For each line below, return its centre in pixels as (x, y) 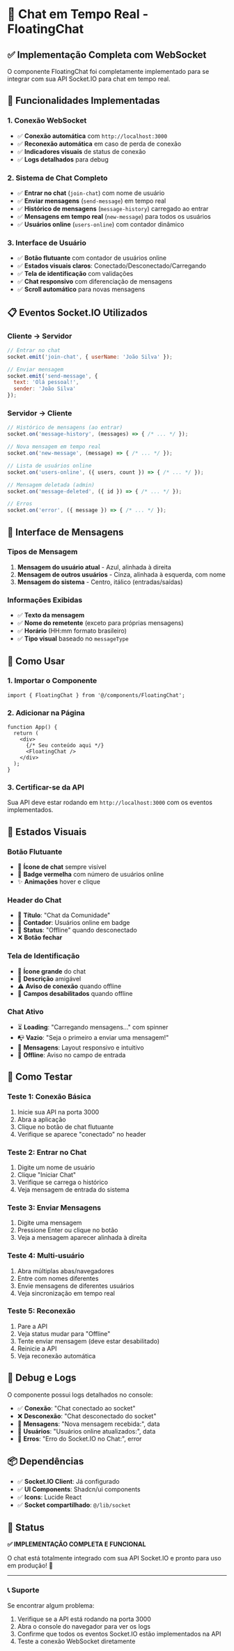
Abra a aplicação (41, 1119)
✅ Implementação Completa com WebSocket (107, 55)
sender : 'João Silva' (45, 389)
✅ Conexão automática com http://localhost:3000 (92, 136)
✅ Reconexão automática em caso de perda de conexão (99, 144)
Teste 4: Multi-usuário (46, 1256)
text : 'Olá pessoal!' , (46, 383)
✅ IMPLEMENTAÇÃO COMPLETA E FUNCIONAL (77, 1544)
